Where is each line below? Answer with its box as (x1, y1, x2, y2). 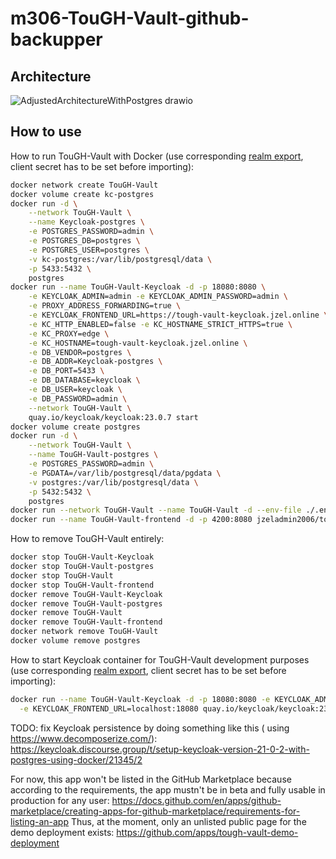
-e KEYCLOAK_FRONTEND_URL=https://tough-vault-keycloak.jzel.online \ (28, 310, 329, 321)
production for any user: (10, 794, 110, 806)
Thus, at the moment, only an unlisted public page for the (70, 815, 307, 827)
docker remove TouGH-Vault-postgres (10, 598, 163, 609)
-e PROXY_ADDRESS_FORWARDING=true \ (28, 301, 182, 311)
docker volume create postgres (10, 422, 141, 432)
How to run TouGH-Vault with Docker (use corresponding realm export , (10, 150, 304, 162)
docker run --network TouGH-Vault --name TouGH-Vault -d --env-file (10, 505, 302, 516)
